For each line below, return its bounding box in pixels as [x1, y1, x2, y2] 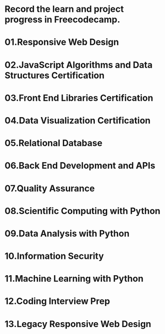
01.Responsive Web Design [4, 37, 119, 48]
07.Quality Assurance [4, 183, 95, 194]
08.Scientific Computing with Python [4, 205, 161, 216]
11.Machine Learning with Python [4, 273, 144, 285]
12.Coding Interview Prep [4, 295, 110, 307]
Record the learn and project [4, 3, 124, 15]
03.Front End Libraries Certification [4, 92, 154, 103]
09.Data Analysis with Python [4, 228, 129, 239]
